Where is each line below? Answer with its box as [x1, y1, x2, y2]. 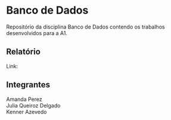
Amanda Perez [6, 96, 43, 103]
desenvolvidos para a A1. [6, 29, 67, 36]
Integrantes [6, 80, 51, 90]
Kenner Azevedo [6, 108, 47, 115]
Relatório [6, 47, 41, 57]
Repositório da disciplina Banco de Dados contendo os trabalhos [6, 23, 165, 30]
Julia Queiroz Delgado [6, 102, 61, 109]
